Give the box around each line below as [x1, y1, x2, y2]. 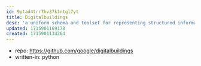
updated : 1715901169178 [6, 25, 66, 32]
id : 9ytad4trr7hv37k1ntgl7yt [6, 8, 79, 15]
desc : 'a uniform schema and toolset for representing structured [6, 20, 175, 26]
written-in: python [14, 54, 60, 61]
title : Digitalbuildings [6, 14, 68, 20]
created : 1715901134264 [6, 31, 66, 37]
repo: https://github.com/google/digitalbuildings [14, 47, 133, 54]
